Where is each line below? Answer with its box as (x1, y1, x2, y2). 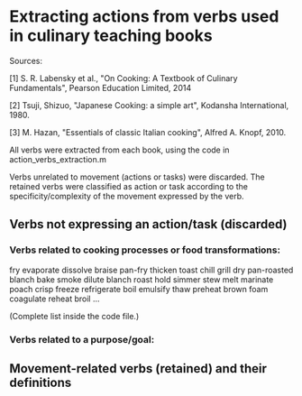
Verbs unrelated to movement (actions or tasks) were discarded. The (9, 171, 265, 182)
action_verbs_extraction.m (9, 153, 106, 164)
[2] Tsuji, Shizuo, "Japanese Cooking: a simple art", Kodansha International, (9, 99, 289, 110)
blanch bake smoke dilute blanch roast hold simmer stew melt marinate (9, 273, 274, 285)
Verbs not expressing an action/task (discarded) (9, 216, 288, 232)
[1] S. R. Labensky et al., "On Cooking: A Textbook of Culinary (9, 72, 238, 83)
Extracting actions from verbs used (9, 6, 279, 27)
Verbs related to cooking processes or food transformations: (9, 244, 281, 256)
